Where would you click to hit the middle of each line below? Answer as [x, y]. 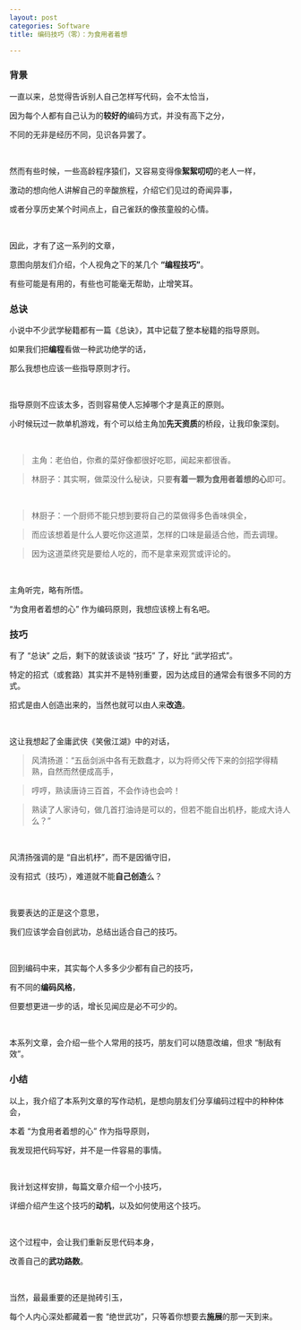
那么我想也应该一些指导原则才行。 [72, 367]
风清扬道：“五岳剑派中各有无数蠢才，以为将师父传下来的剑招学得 [150, 760]
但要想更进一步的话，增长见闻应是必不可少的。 [95, 1006]
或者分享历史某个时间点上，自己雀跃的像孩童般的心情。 [111, 209]
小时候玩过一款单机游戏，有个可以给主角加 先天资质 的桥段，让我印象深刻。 [146, 423]
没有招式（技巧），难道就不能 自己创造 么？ [86, 877]
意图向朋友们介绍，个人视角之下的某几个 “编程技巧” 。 [109, 264]
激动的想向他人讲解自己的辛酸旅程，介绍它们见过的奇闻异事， [123, 190]
